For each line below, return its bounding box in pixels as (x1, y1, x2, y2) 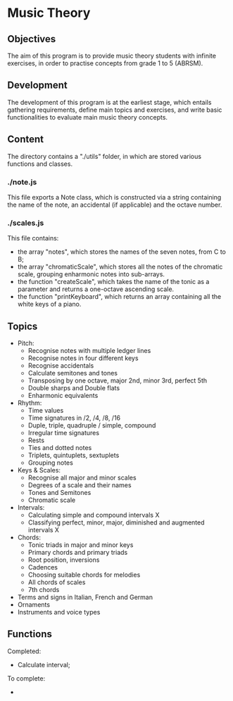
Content (7, 134, 44, 146)
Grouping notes (27, 458, 74, 467)
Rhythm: (17, 399, 42, 407)
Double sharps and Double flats (27, 384, 120, 392)
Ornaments (17, 600, 51, 609)
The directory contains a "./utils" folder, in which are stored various (7, 152, 202, 160)
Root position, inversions (27, 555, 100, 564)
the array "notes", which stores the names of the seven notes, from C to (17, 247, 227, 256)
